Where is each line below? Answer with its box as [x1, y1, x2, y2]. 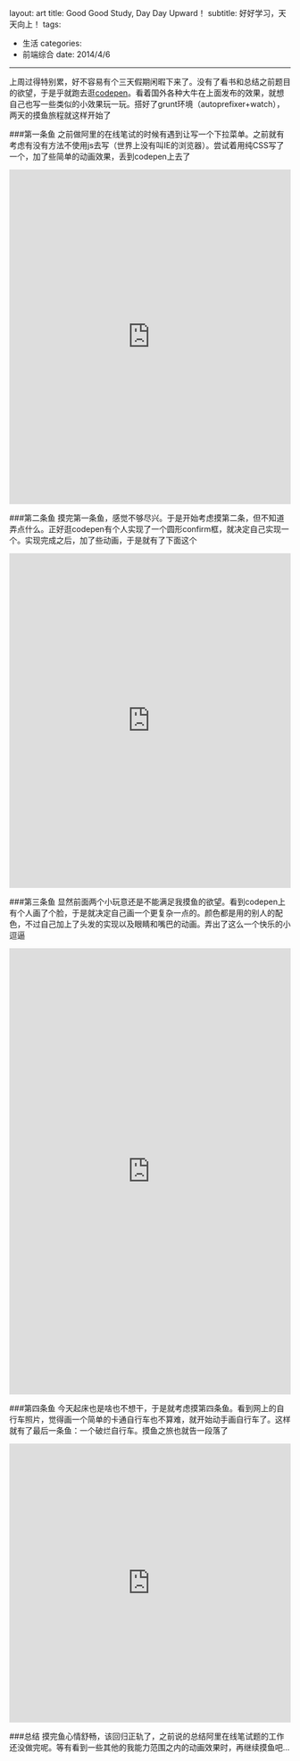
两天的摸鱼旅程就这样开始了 [9, 110, 112, 120]
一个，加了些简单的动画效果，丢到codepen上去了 [9, 151, 191, 162]
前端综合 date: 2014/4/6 [21, 49, 111, 60]
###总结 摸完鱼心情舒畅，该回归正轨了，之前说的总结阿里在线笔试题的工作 [9, 1731, 285, 1741]
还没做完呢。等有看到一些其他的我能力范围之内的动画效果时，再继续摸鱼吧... [9, 1742, 290, 1752]
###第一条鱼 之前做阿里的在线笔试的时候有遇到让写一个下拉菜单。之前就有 [9, 129, 285, 139]
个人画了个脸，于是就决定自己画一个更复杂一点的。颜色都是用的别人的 [16, 908, 275, 918]
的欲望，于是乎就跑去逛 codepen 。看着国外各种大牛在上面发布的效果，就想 [9, 87, 285, 98]
